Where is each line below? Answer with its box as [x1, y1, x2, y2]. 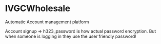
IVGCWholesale [5, 3, 71, 14]
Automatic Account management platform [5, 19, 89, 25]
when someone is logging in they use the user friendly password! [5, 33, 137, 39]
